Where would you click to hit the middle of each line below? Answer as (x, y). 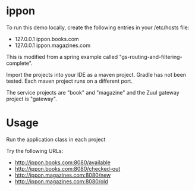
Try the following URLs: (35, 151)
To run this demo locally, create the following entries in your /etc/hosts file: (98, 27)
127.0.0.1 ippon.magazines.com (53, 45)
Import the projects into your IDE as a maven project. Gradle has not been (96, 74)
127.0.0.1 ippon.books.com (47, 39)
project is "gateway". (32, 99)
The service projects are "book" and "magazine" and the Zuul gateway (93, 92)
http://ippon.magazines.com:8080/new (63, 175)
